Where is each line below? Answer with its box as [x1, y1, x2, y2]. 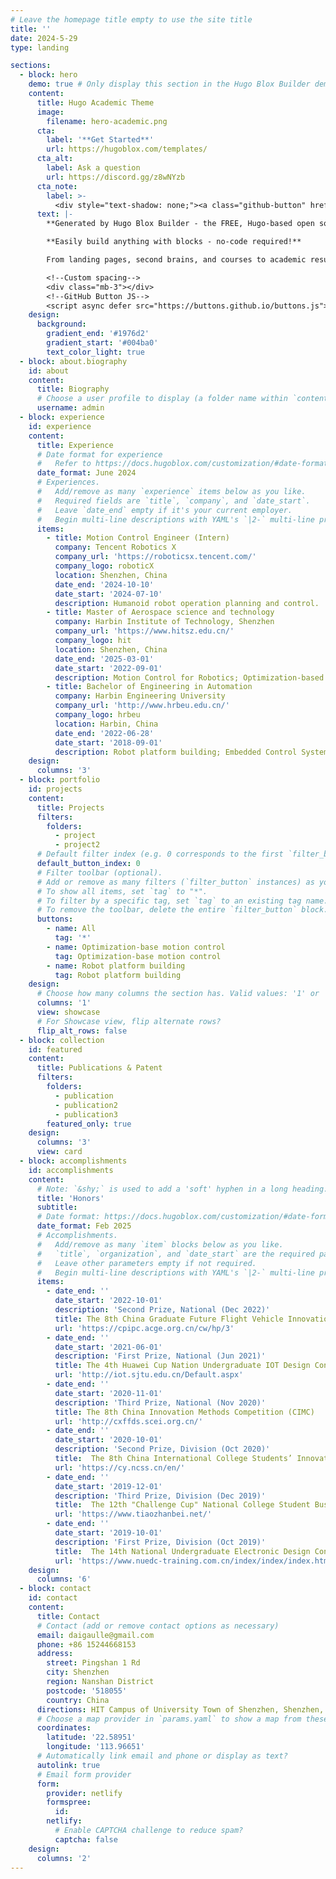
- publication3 [54, 1109, 118, 1120]
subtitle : [36, 1202, 78, 1213]
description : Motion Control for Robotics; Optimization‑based [54, 672, 325, 683]
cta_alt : [36, 154, 74, 164]
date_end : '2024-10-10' [54, 579, 155, 590]
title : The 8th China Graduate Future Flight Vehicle [54, 1314, 284, 1324]
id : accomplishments [28, 1165, 114, 1175]
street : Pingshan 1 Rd [46, 1658, 141, 1668]
